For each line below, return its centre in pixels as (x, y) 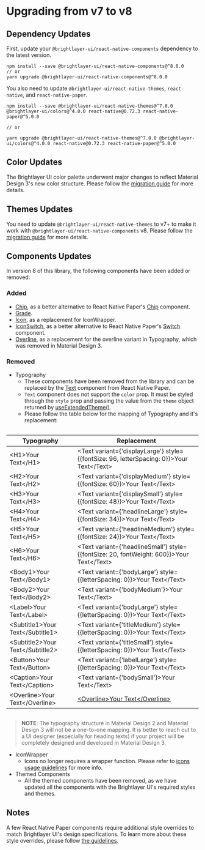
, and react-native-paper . (55, 95)
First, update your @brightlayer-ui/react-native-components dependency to (102, 48)
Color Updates (34, 162)
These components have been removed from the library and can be (109, 381)
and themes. (40, 794)
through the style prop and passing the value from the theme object (109, 401)
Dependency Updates (49, 34)
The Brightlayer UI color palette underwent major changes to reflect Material (102, 177)
